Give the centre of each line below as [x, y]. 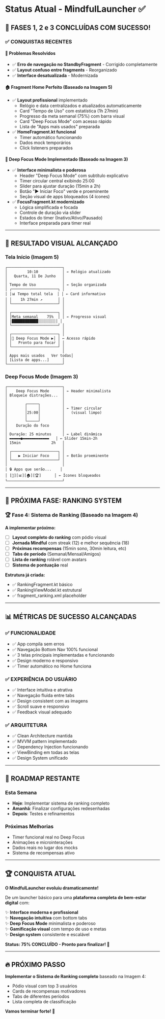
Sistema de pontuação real [40, 565]
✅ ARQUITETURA [26, 725]
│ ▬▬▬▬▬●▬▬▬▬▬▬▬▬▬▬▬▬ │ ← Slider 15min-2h [51, 439]
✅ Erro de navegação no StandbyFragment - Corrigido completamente [85, 64]
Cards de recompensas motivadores [49, 991]
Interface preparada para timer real [55, 223]
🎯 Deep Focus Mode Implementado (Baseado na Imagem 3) [67, 159]
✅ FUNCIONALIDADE [30, 633]
